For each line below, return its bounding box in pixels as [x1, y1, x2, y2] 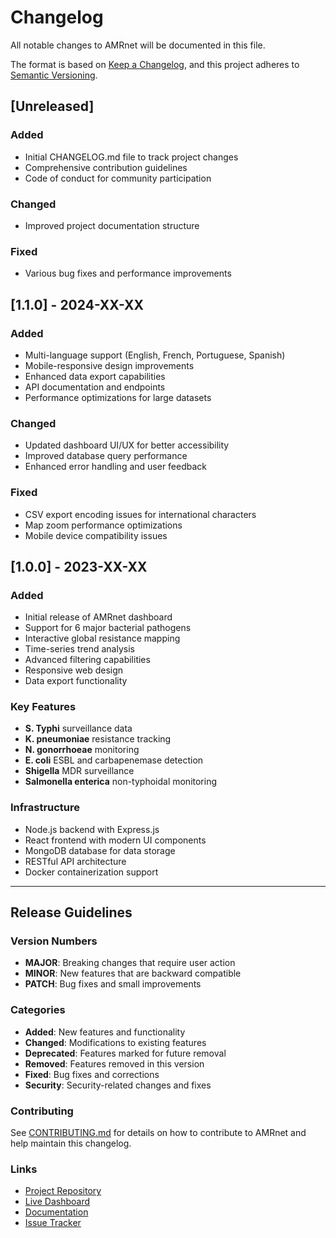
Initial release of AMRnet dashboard [24, 611, 173, 623]
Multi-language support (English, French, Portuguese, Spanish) [24, 349, 286, 361]
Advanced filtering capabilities [24, 654, 151, 666]
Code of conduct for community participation [24, 172, 212, 184]
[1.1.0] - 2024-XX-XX [10, 296, 145, 313]
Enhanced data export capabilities [24, 370, 166, 382]
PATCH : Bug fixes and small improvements [24, 978, 202, 990]
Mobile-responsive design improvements [24, 359, 195, 371]
